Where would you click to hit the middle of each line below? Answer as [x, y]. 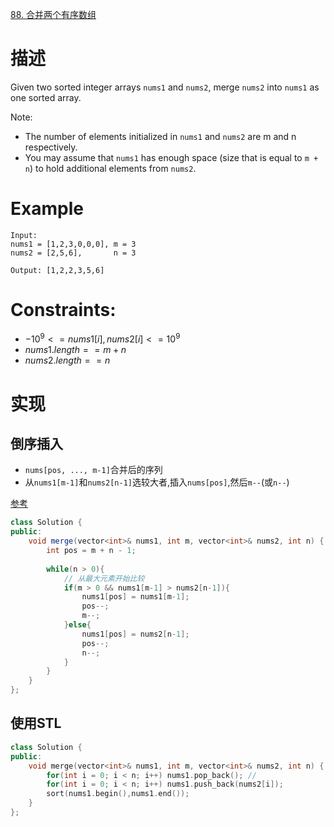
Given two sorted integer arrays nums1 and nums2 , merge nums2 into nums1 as [165, 87]
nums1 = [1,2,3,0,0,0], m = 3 [73, 244]
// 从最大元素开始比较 [104, 578]
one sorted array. [46, 97]
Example [47, 209]
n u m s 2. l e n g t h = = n [67, 360]
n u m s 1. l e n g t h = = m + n [75, 350]
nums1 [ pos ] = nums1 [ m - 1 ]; [135, 597]
